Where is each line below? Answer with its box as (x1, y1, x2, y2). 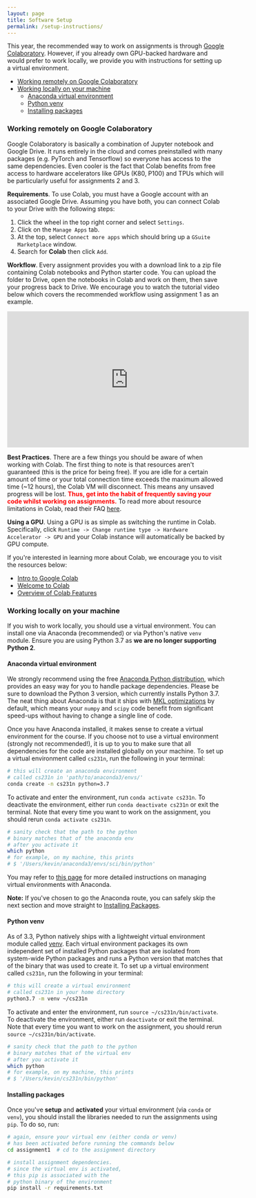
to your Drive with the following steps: (7, 205, 115, 213)
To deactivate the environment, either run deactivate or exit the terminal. (7, 1015, 214, 1023)
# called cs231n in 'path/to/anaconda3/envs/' (7, 774, 144, 781)
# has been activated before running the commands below (7, 1140, 175, 1148)
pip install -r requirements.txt (7, 1185, 104, 1192)
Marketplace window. (17, 240, 77, 248)
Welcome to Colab (17, 581, 70, 590)
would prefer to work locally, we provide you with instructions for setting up (7, 57, 222, 65)
